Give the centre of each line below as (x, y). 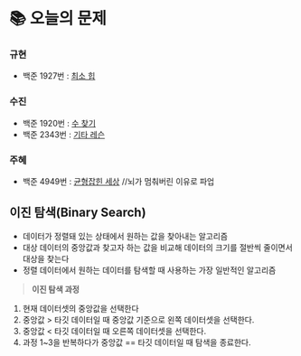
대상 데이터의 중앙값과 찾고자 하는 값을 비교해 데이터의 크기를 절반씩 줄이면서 (158, 247)
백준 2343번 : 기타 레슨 (64, 134)
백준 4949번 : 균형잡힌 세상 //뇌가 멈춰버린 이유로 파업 (118, 182)
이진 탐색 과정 (55, 289)
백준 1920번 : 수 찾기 (59, 123)
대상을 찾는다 (46, 258)
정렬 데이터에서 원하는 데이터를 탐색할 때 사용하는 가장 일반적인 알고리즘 (149, 270)
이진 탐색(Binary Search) (78, 213)
